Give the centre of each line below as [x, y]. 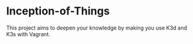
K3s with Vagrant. [28, 34]
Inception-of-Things [58, 11]
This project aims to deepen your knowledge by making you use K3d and [97, 28]
